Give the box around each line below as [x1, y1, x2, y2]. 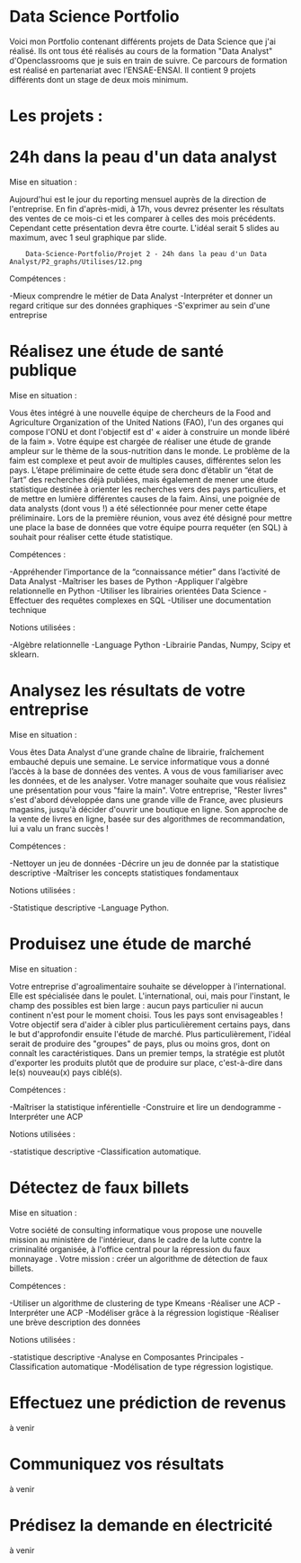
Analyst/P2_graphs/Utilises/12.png [9, 258, 143, 267]
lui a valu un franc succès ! [9, 822, 110, 833]
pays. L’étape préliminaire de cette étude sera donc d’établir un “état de [9, 465, 274, 475]
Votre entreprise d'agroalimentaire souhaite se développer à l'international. [9, 981, 287, 991]
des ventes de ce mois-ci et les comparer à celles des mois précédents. [9, 213, 276, 224]
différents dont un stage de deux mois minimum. [9, 74, 189, 84]
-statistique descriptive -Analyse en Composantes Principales [9, 1351, 238, 1363]
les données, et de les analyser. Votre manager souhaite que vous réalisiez [9, 775, 286, 786]
